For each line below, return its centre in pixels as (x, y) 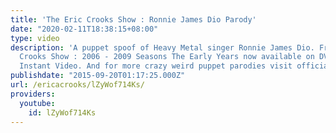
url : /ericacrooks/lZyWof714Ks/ (77, 85)
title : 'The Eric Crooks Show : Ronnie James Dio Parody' (133, 19)
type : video (35, 38)
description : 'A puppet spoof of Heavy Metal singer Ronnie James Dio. (162, 47)
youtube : (37, 103)
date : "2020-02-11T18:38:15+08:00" (84, 29)
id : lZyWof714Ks (62, 112)
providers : (33, 94)
